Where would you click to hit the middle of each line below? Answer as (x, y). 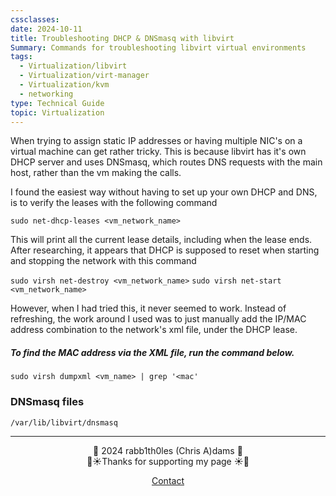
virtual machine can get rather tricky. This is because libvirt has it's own (158, 152)
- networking (46, 94)
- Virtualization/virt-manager (84, 76)
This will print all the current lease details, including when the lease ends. (161, 240)
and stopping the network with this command (103, 261)
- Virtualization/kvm (64, 85)
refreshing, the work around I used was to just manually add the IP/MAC (158, 319)
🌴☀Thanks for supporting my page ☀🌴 (168, 461)
